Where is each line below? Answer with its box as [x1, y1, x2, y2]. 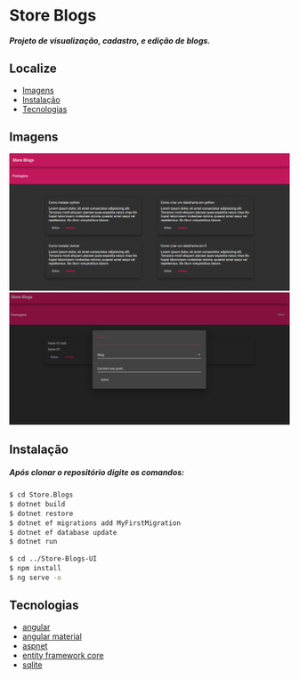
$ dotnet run [9, 538, 58, 546]
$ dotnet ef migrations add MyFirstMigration [9, 518, 181, 528]
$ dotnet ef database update [9, 528, 117, 537]
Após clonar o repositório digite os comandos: [9, 466, 185, 477]
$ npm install [9, 564, 62, 573]
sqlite [21, 659, 43, 670]
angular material [21, 631, 83, 642]
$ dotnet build [9, 499, 66, 508]
